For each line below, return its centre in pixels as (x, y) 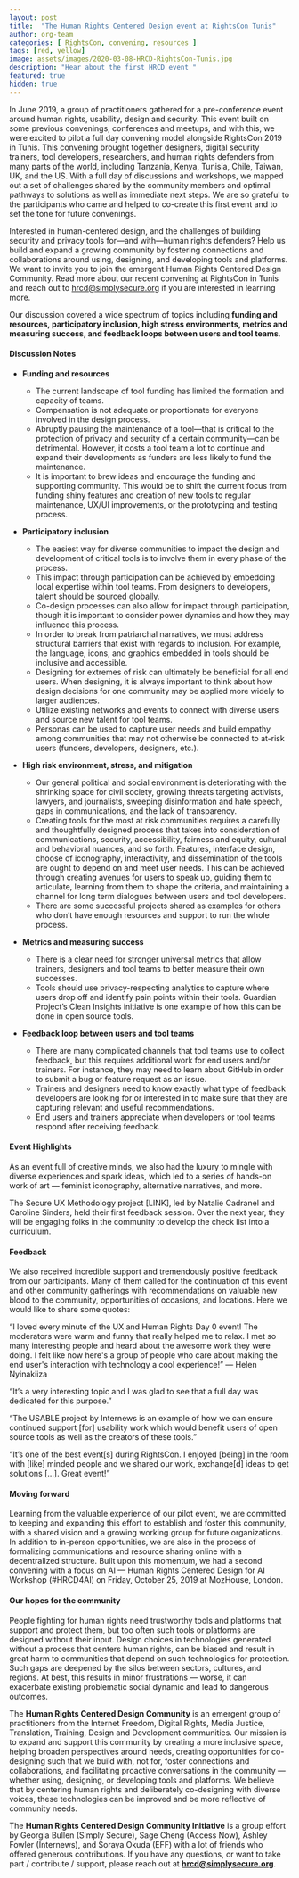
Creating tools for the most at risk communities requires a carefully (158, 820)
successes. (56, 978)
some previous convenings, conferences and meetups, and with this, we (142, 128)
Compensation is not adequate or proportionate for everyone (147, 410)
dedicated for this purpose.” (61, 1401)
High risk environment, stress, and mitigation (107, 765)
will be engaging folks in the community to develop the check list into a (139, 1222)
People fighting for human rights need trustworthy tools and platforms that (145, 1620)
